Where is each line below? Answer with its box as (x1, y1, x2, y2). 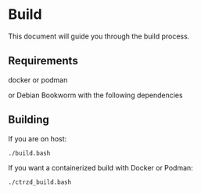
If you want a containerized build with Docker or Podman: (8, 163, 193, 172)
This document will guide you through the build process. (8, 31, 190, 41)
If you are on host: (8, 134, 67, 143)
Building (8, 113, 49, 126)
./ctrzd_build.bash (8, 178, 72, 186)
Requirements (8, 54, 78, 68)
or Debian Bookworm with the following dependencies (8, 90, 183, 100)
